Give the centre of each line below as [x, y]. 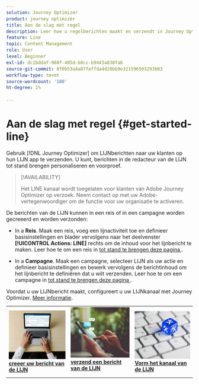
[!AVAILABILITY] [40, 177]
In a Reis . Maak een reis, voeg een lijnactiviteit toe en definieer [91, 230]
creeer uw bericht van [37, 364]
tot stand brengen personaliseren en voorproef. [64, 166]
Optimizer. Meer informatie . [39, 297]
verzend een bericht [96, 361]
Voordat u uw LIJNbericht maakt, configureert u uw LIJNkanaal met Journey [99, 291]
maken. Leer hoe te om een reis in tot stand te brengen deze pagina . [99, 249]
